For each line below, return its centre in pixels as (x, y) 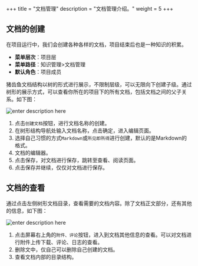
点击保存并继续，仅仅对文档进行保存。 (61, 167)
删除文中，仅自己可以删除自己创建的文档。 (66, 249)
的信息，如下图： (27, 210)
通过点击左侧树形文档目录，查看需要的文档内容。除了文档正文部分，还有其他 (99, 203)
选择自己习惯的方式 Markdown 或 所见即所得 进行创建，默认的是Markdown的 (101, 138)
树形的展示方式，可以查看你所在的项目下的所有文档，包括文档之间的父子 (94, 92)
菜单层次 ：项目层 (35, 57)
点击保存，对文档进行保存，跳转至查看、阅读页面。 (77, 160)
